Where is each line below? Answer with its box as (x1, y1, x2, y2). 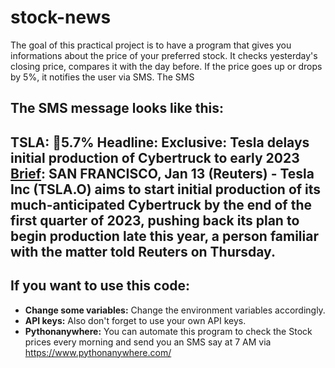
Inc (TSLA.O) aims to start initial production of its (10, 181, 322, 198)
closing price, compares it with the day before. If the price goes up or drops (10, 60, 323, 72)
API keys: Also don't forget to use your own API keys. (24, 314, 247, 326)
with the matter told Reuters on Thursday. (10, 243, 276, 260)
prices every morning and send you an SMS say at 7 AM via (24, 336, 272, 348)
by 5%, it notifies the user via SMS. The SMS (10, 71, 195, 83)
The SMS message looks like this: (10, 100, 224, 117)
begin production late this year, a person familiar (10, 227, 319, 245)
